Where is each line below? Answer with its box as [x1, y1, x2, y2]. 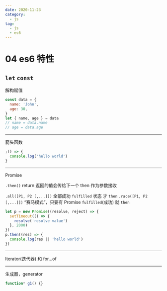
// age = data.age [5, 125, 43, 130]
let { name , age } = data [5, 115, 59, 121]
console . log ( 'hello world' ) [9, 154, 68, 159]
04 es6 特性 [5, 53, 55, 65]
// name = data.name [5, 120, 48, 125]
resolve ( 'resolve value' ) [14, 218, 68, 223]
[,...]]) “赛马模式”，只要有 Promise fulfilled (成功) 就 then [5, 199, 130, 205]
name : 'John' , [9, 101, 39, 107]
